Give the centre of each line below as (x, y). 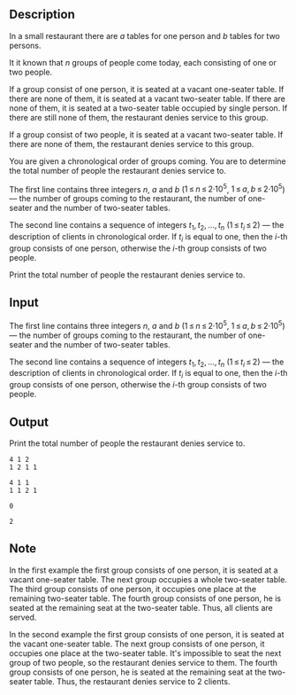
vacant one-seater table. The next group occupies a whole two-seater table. (148, 579)
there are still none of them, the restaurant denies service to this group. (139, 117)
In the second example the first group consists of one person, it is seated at (147, 634)
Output (29, 422)
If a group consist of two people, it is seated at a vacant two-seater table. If (146, 134)
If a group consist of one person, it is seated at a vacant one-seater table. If (147, 89)
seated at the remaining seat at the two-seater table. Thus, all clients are (141, 607)
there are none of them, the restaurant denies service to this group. (132, 144)
